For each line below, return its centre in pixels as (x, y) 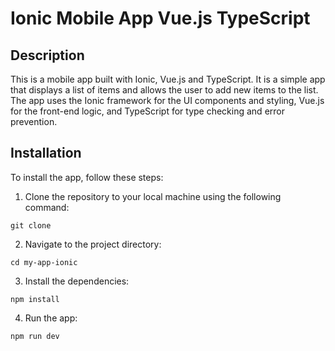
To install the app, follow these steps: (87, 177)
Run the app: (51, 318)
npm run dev (35, 336)
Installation (46, 153)
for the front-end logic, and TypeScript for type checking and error (147, 111)
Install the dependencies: (77, 281)
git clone (31, 225)
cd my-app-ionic (44, 262)
